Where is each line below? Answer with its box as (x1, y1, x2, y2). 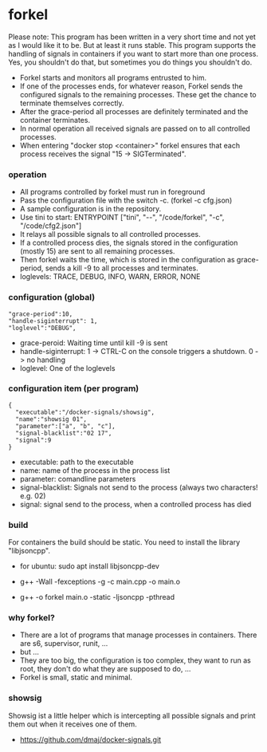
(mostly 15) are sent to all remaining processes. (19, 246, 175, 256)
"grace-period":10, (8, 309, 73, 318)
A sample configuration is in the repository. (19, 204, 162, 214)
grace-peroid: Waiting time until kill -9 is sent (19, 337, 168, 348)
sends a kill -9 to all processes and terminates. (45, 263, 198, 273)
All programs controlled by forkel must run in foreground (19, 187, 206, 197)
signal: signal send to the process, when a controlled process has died (19, 499, 252, 509)
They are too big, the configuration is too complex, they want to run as (19, 656, 251, 665)
